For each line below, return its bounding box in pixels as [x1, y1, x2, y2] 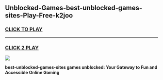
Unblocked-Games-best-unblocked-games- [5, 4, 143, 12]
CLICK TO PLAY [5, 26, 43, 33]
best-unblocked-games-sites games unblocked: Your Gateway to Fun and [5, 64, 158, 70]
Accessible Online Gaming [5, 69, 60, 75]
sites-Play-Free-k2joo [5, 12, 73, 20]
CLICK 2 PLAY [5, 44, 39, 51]
